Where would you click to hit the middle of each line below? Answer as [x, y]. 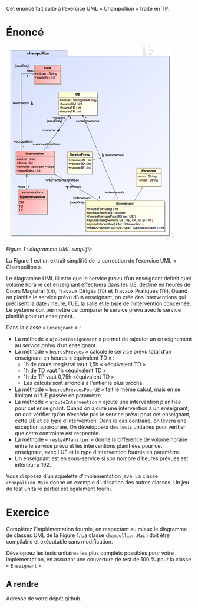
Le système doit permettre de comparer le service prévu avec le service [94, 309]
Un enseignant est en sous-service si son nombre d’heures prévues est [101, 458]
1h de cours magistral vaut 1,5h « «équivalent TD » [85, 364]
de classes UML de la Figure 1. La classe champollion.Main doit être [88, 535]
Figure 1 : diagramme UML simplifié [49, 249]
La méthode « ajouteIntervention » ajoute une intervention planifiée [98, 402]
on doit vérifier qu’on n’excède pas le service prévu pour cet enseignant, [103, 414]
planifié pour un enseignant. [40, 316]
